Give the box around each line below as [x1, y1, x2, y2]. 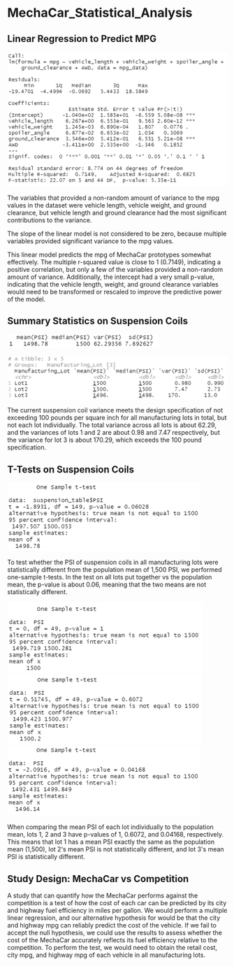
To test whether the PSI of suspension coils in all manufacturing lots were [7, 558, 219, 567]
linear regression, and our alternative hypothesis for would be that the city [7, 914, 221, 922]
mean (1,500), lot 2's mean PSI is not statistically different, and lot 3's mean [7, 845, 225, 853]
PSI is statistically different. [7, 853, 85, 861]
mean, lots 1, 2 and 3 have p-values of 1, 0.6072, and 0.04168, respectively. [7, 830, 224, 839]
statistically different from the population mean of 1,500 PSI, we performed [7, 565, 222, 574]
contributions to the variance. [7, 215, 92, 224]
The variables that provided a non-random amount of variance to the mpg [7, 194, 220, 202]
